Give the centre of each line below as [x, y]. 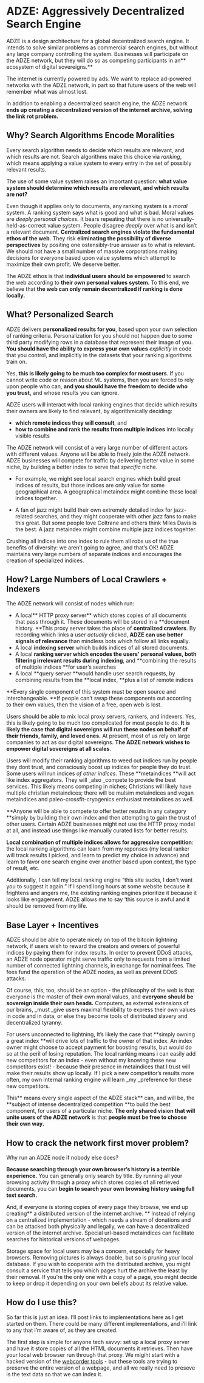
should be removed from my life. [47, 906]
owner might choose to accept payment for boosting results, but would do [99, 1047]
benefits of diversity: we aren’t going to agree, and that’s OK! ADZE [90, 547]
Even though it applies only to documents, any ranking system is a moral [97, 206]
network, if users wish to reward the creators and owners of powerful [93, 946]
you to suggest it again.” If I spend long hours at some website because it [98, 887]
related [24, 516]
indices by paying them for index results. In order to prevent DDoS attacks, [100, 953]
